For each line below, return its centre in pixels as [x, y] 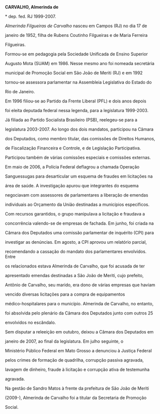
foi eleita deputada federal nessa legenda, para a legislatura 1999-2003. [77, 110]
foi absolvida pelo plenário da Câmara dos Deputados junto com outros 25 [79, 313]
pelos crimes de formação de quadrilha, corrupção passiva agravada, [74, 360]
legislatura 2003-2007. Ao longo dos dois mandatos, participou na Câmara [79, 129]
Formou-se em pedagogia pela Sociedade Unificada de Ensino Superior [77, 54]
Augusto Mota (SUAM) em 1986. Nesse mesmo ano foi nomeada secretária [80, 63]
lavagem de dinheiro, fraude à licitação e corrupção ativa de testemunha [77, 369]
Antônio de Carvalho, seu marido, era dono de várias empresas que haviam [80, 285]
